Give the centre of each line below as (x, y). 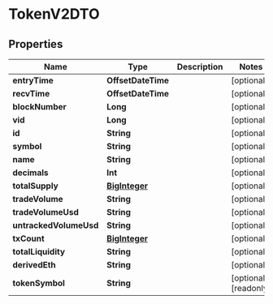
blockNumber (39, 107)
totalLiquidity (39, 252)
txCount (28, 238)
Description (200, 67)
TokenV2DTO (54, 14)
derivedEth (35, 265)
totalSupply (35, 186)
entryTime (33, 80)
